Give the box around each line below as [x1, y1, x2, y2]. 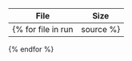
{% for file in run [12, 24, 74, 35]
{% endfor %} [8, 44, 54, 54]
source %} [81, 24, 121, 35]
